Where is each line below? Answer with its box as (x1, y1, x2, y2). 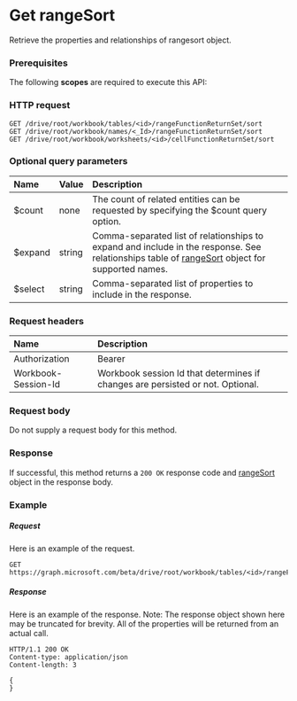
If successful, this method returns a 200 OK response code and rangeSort (9, 467, 276, 478)
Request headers (9, 315, 85, 327)
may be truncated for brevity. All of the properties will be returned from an (9, 618, 279, 629)
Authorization (13, 353, 70, 365)
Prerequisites (9, 57, 68, 69)
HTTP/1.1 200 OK (9, 644, 69, 654)
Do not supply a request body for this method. (9, 424, 178, 435)
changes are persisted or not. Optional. (96, 378, 259, 391)
